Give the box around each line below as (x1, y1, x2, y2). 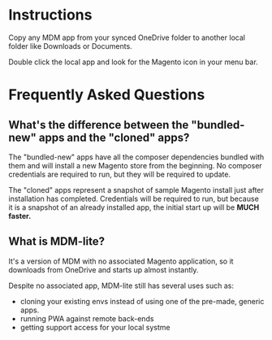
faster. (8, 211, 32, 220)
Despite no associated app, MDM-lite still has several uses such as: (8, 281, 234, 290)
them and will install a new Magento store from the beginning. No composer (8, 160, 262, 170)
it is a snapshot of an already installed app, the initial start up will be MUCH (8, 202, 260, 212)
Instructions (8, 6, 93, 24)
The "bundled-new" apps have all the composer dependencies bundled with (8, 152, 265, 162)
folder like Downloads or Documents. (8, 41, 132, 50)
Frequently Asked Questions (8, 85, 205, 104)
